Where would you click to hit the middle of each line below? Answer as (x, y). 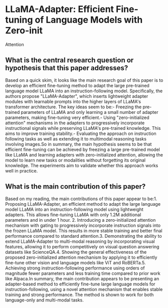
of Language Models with (89, 20)
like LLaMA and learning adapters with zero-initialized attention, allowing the (84, 155)
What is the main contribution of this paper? (75, 187)
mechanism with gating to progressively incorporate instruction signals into (83, 225)
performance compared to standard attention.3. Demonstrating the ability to (83, 236)
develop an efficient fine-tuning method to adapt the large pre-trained (77, 85)
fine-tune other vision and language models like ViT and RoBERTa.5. (75, 262)
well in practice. (22, 171)
